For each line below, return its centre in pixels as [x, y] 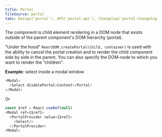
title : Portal [19, 9]
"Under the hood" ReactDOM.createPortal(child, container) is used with [78, 47]
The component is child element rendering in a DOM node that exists [74, 33]
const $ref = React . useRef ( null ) [39, 108]
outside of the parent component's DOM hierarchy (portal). [64, 37]
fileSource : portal [25, 14]
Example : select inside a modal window [45, 72]
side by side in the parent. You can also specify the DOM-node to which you [81, 57]
